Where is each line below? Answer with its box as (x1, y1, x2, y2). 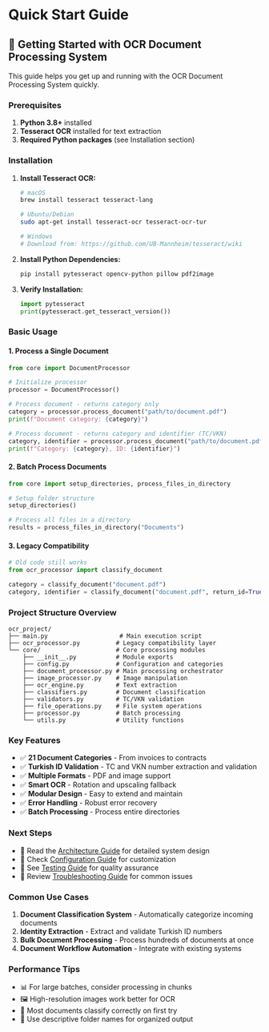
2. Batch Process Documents (8, 462, 106, 472)
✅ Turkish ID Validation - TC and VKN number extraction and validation (19, 762, 258, 772)
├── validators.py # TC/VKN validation (22, 695, 184, 703)
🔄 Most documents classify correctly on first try (19, 1006, 178, 1015)
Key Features (8, 735, 62, 746)
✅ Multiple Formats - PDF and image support (19, 771, 171, 780)
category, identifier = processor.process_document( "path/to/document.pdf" (8, 437, 267, 445)
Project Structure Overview (8, 607, 118, 618)
